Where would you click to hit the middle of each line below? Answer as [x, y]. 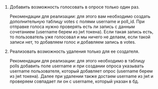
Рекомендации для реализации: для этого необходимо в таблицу [77, 61]
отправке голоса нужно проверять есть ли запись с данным [72, 27]
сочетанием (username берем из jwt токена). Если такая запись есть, [81, 32]
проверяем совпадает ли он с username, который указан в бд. [74, 81]
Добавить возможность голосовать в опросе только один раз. [75, 7]
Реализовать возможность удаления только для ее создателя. [74, 51]
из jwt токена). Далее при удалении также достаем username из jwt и [81, 76]
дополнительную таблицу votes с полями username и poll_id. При [77, 22]
